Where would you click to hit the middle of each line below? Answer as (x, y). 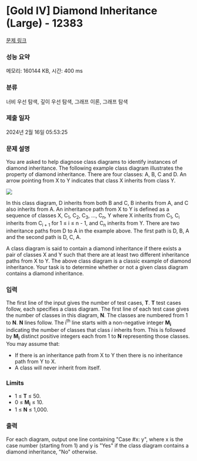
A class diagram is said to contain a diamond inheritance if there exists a (94, 248)
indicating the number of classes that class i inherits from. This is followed (96, 330)
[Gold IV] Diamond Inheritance (82, 11)
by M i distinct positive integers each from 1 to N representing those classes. (98, 337)
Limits (15, 383)
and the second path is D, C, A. (44, 237)
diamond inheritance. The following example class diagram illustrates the (95, 168)
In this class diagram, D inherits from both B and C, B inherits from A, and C (97, 203)
